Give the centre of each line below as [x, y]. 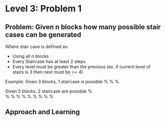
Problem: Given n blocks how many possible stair [83, 27]
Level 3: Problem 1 [43, 9]
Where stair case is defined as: [37, 47]
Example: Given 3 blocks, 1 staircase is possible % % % [62, 82]
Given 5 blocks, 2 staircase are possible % [49, 91]
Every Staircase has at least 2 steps [49, 61]
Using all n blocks [31, 56]
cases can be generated [43, 34]
